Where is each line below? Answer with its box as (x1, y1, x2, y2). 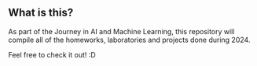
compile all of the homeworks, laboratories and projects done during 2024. (8, 35, 251, 44)
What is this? (8, 6, 74, 19)
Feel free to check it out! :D (8, 50, 96, 59)
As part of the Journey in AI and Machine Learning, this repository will (8, 26, 235, 36)
